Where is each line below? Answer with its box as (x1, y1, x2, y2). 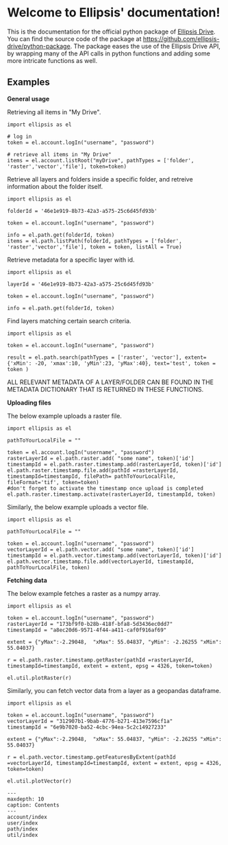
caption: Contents (7, 801, 60, 809)
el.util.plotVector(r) (7, 777, 72, 785)
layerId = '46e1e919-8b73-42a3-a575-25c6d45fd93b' (7, 281, 155, 288)
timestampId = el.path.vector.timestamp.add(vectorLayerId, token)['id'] (7, 552, 223, 559)
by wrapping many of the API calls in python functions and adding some (7, 49, 211, 58)
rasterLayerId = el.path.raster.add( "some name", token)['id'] (7, 455, 194, 462)
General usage (7, 94, 50, 103)
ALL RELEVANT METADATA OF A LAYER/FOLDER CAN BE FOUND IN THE (7, 378, 214, 386)
